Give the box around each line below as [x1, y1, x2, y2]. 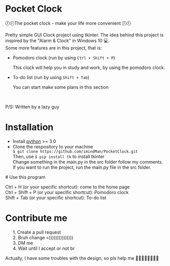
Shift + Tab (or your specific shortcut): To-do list [5, 195, 107, 201]
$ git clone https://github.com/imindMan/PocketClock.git [12, 149, 138, 154]
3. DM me [12, 240, 33, 246]
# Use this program [5, 174, 46, 180]
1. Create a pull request [12, 229, 61, 235]
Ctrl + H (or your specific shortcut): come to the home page [5, 183, 130, 190]
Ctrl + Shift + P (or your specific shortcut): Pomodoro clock [5, 189, 129, 195]
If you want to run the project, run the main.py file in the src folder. [12, 164, 151, 170]
